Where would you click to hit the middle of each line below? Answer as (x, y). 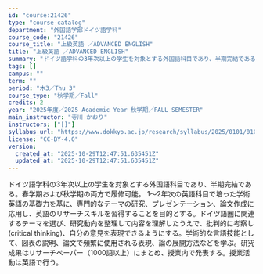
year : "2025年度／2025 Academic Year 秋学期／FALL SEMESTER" (106, 110)
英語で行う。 (42, 262)
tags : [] (22, 67)
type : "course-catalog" (47, 23)
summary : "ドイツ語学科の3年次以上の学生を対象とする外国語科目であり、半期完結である (132, 59)
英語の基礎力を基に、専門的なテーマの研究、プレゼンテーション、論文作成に (131, 204)
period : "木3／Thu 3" (42, 88)
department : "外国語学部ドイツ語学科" (65, 30)
